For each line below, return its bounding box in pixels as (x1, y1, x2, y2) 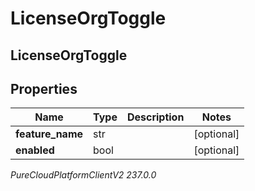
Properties (10, 80, 78, 97)
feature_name (15, 127, 84, 141)
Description (126, 110, 185, 124)
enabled (15, 143, 55, 157)
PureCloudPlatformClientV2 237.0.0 (10, 169, 157, 181)
